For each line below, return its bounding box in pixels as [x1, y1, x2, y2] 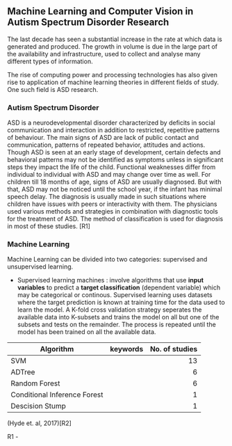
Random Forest [10, 379, 60, 388]
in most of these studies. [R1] [7, 222, 90, 230]
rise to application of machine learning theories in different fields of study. [7, 78, 219, 86]
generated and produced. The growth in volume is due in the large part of [7, 42, 218, 51]
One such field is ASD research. [7, 85, 99, 93]
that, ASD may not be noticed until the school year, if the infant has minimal [7, 185, 222, 193]
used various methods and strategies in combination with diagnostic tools [7, 207, 219, 216]
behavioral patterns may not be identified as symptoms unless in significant [7, 156, 224, 164]
